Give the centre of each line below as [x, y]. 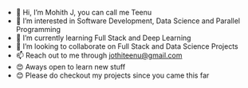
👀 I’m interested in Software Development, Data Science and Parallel [128, 21]
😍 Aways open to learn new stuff [71, 67]
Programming [38, 29]
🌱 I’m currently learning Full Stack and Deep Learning [103, 38]
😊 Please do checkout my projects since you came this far [112, 75]
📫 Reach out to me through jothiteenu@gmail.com [99, 55]
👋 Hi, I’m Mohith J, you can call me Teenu [84, 12]
